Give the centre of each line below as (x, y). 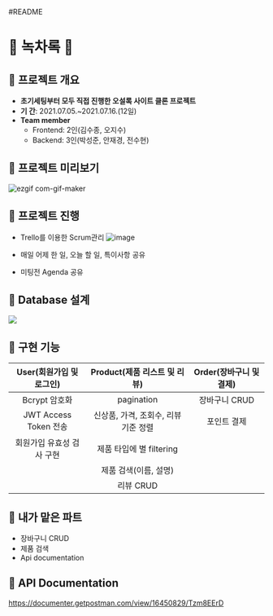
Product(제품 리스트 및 (132, 372)
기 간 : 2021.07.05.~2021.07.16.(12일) (78, 111)
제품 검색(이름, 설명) (138, 470)
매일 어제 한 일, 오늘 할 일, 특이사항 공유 (83, 254)
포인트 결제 (227, 421)
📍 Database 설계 (49, 300)
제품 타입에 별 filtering (138, 449)
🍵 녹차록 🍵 (41, 47)
